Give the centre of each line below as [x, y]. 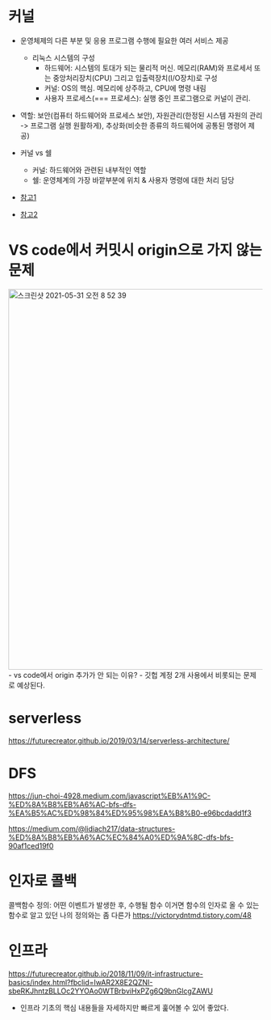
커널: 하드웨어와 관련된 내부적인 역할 [89, 170]
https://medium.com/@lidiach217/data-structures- [92, 828]
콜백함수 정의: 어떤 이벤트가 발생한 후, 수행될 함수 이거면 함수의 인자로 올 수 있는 [134, 905]
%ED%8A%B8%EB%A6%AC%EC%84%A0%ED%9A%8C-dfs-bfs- [121, 837]
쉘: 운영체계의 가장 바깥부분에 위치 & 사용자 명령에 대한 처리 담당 [133, 180]
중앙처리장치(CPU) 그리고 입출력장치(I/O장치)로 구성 [135, 78]
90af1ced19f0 [31, 845]
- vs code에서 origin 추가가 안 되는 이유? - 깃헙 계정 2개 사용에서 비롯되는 [125, 675]
